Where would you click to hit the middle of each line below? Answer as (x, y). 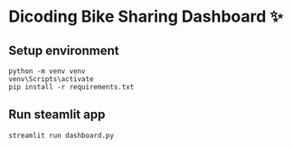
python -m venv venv (47, 71)
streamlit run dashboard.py (61, 135)
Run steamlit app (57, 115)
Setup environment (64, 50)
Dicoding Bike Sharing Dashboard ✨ (146, 17)
